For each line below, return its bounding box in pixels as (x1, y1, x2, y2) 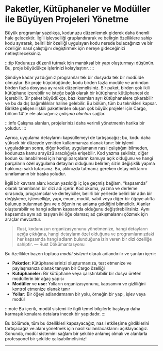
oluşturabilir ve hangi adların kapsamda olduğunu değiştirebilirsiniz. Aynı (5, 206, 149, 212)
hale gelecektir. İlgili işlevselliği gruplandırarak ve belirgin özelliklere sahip (5, 35, 152, 41)
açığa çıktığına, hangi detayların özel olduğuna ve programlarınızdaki (16, 231, 154, 237)
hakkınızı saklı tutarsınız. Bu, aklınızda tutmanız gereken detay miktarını (5, 165, 147, 171)
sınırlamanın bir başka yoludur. (5, 171, 66, 176)
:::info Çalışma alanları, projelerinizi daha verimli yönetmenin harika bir (5, 120, 145, 126)
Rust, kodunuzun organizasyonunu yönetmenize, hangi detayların (16, 226, 148, 231)
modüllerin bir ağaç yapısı (12, 276, 64, 281)
